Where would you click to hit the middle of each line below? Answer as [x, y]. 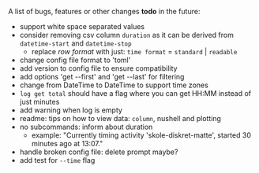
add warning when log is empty [71, 110]
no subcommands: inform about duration [86, 127]
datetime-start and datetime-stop [75, 43]
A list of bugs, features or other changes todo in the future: [104, 11]
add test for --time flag [57, 160]
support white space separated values [82, 26]
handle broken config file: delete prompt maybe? [99, 152]
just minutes [39, 102]
